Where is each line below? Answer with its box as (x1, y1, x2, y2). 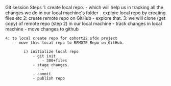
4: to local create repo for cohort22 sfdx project (5, 36, 117, 41)
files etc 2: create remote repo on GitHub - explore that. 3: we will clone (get (5, 15, 166, 21)
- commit (32, 71, 52, 76)
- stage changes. (32, 63, 70, 68)
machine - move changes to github (5, 26, 79, 32)
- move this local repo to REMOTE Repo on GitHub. (14, 40, 125, 45)
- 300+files (41, 58, 67, 63)
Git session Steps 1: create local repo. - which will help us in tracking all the (5, 5, 163, 10)
